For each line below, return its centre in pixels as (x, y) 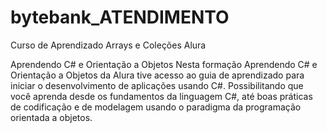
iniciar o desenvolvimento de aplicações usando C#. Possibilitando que (157, 85)
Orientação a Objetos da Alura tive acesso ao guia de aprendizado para (157, 75)
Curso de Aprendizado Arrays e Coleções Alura (108, 45)
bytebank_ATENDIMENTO (120, 17)
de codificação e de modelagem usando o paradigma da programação (156, 107)
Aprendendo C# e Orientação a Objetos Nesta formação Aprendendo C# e (164, 64)
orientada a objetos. (51, 117)
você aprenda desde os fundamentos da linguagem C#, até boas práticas (161, 96)
